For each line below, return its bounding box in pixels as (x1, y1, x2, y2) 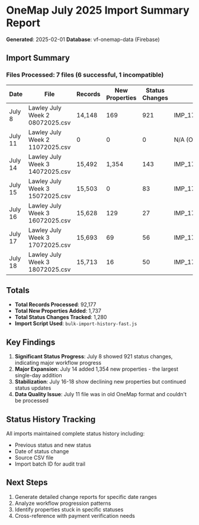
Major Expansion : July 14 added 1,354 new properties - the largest (14, 365, 179, 373)
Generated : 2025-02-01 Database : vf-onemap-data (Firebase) (6, 36, 160, 43)
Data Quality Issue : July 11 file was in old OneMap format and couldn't (14, 391, 187, 398)
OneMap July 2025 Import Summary (6, 4, 190, 17)
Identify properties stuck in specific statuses (14, 505, 124, 513)
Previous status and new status (14, 441, 92, 448)
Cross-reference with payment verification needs (14, 512, 135, 519)
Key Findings (6, 337, 56, 347)
